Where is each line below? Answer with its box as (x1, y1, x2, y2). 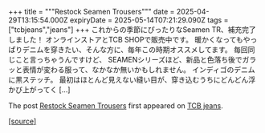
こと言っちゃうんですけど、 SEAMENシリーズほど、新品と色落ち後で (14, 55, 243, 64)
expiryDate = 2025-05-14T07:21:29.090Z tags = (69, 15, 229, 25)
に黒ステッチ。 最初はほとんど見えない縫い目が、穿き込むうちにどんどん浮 (8, 75, 256, 84)
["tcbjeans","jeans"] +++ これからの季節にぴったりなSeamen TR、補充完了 (8, 25, 256, 34)
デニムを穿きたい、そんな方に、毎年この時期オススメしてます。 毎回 (22, 45, 248, 54)
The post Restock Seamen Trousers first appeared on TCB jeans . (8, 101, 223, 111)
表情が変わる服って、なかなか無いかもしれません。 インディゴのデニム (22, 65, 255, 75)
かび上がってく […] (8, 85, 71, 95)
